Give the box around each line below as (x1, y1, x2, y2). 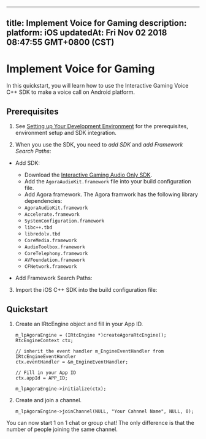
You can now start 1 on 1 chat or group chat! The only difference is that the (6, 419, 194, 426)
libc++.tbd (24, 224, 53, 231)
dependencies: (24, 197, 63, 205)
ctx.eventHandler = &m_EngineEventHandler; (15, 359, 129, 365)
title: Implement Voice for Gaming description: (6, 18, 187, 28)
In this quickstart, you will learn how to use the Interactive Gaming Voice (6, 82, 189, 90)
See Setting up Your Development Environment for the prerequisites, (15, 123, 188, 130)
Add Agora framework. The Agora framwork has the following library (24, 191, 198, 198)
